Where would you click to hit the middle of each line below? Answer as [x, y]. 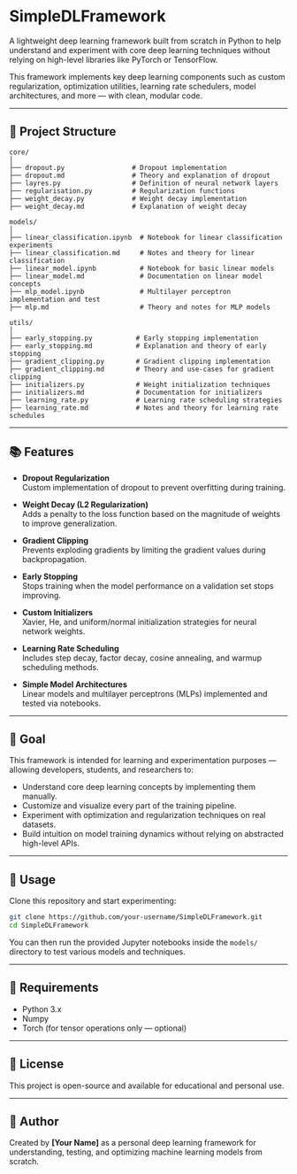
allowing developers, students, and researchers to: [102, 770]
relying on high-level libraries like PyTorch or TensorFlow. [114, 59]
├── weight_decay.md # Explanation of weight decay [128, 206]
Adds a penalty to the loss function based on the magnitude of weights [151, 514]
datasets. [39, 824]
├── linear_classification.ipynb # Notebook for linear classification [146, 237]
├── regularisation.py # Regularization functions [122, 191]
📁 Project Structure [63, 131]
